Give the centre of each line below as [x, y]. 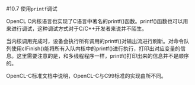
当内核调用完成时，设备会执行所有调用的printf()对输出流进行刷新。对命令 [95, 41]
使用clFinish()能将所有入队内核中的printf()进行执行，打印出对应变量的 [96, 48]
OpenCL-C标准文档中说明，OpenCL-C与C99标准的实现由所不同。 [87, 76]
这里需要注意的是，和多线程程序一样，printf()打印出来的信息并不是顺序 [103, 56]
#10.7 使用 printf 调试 [32, 9]
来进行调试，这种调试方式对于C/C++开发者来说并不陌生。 [77, 29]
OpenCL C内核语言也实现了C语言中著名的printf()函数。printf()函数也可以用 [97, 21]
